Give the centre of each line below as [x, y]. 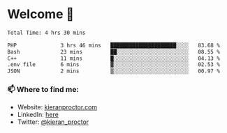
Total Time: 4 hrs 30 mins [46, 33]
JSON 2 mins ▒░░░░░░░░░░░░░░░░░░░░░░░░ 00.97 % [113, 71]
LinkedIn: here [38, 115]
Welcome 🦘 [41, 14]
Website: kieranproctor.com [57, 107]
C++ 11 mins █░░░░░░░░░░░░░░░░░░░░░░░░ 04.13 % [113, 58]
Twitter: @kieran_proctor [53, 122]
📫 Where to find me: [43, 90]
